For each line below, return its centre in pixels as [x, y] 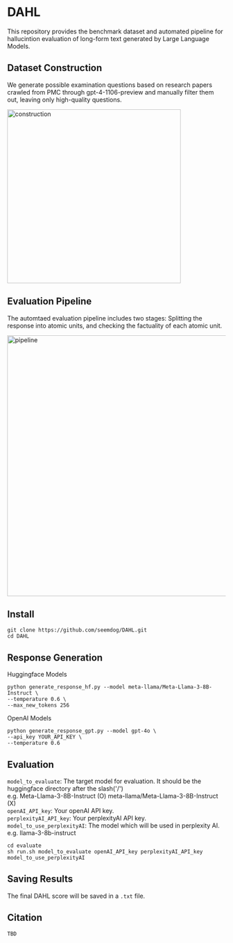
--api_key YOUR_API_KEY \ [44, 737]
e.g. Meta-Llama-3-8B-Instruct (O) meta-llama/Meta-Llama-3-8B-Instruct [113, 796]
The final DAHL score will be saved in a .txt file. [76, 896]
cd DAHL [18, 636]
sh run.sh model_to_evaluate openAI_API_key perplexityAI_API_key [105, 852]
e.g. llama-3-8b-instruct [42, 833]
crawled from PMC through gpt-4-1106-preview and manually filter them [111, 92]
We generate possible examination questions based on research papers [110, 85]
